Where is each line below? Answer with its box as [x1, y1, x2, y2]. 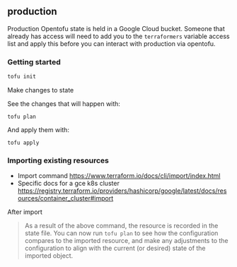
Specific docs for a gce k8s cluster [17, 179, 120, 188]
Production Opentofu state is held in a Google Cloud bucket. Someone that [7, 24, 225, 32]
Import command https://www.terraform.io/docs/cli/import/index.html [17, 172, 221, 180]
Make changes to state [7, 85, 74, 94]
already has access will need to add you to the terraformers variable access [7, 32, 230, 40]
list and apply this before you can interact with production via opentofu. [7, 39, 216, 48]
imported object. [24, 251, 74, 260]
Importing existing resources [7, 155, 110, 165]
